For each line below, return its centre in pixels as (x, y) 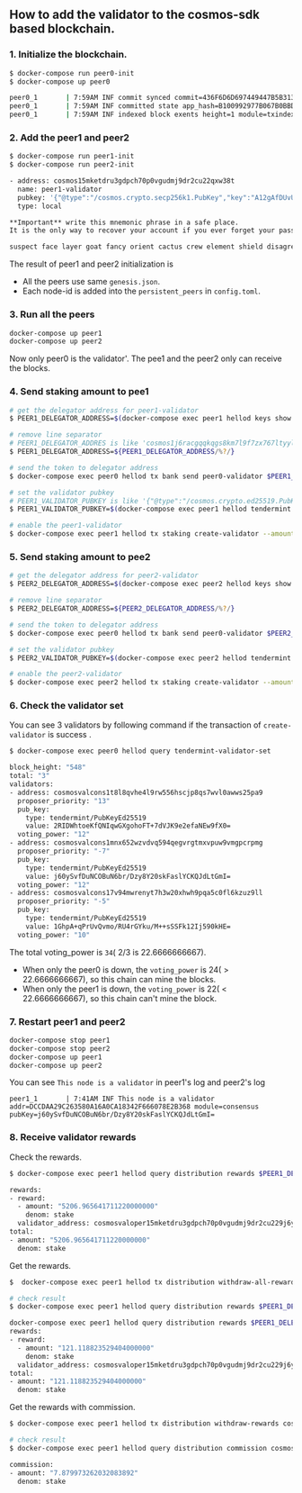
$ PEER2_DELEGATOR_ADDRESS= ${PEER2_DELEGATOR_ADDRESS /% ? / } (122, 609)
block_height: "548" (48, 768)
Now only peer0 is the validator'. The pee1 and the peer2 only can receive (146, 358)
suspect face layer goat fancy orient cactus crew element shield (136, 247)
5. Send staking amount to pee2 (80, 557)
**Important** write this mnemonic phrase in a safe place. (124, 222)
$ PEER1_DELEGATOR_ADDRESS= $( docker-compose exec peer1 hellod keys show (151, 419)
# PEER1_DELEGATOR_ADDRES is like (74, 443)
